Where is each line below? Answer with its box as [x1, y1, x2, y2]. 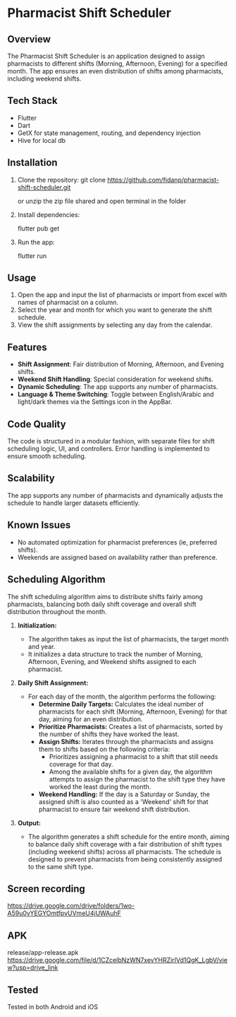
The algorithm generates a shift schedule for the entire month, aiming [27, 832, 230, 841]
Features [7, 341, 47, 353]
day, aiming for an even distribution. [38, 714, 143, 723]
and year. [27, 642, 56, 651]
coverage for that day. [49, 760, 114, 768]
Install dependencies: [17, 210, 80, 219]
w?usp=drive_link [7, 963, 58, 972]
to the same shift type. [27, 862, 94, 871]
